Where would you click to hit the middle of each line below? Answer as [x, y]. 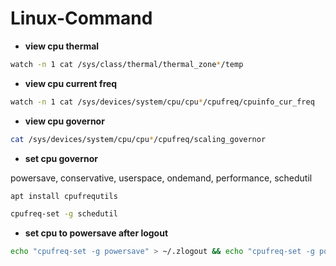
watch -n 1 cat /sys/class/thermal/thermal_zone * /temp [127, 64]
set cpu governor [61, 158]
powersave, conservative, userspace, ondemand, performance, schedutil [161, 178]
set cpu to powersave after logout [96, 233]
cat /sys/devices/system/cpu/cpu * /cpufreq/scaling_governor [138, 139]
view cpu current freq [71, 83]
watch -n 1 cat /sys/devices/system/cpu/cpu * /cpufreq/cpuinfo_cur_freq [162, 102]
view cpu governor [64, 121]
